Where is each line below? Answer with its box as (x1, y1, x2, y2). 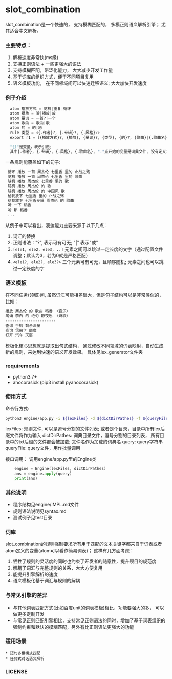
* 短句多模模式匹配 (5, 651, 41, 656)
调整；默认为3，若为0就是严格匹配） (12, 253, 91, 259)
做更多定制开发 (12, 611, 45, 617)
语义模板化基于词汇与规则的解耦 (12, 578, 80, 584)
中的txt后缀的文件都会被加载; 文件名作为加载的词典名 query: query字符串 (9, 439, 163, 445)
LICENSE (5, 668, 28, 675)
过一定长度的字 (12, 266, 45, 272)
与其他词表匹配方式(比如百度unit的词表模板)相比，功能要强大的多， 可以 (12, 605, 165, 611)
